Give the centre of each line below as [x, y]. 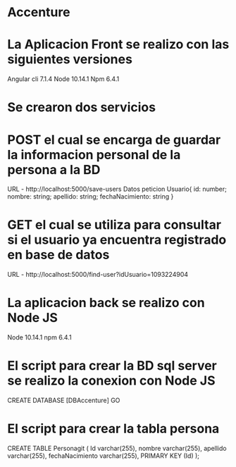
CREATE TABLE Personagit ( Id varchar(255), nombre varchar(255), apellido [117, 448]
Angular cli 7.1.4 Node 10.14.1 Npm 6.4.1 [63, 79]
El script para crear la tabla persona [113, 429]
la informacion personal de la [94, 155]
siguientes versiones [70, 60]
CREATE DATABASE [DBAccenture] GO [64, 400]
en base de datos [58, 255]
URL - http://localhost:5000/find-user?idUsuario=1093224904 [98, 275]
